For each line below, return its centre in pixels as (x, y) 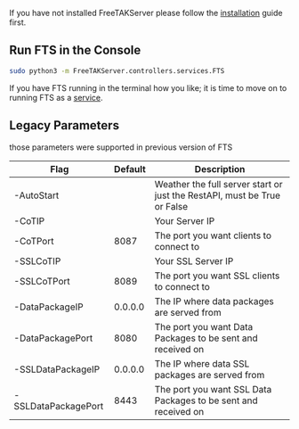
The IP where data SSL (202, 363)
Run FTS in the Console (75, 50)
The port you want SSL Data (213, 389)
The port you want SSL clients (217, 276)
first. (18, 22)
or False (171, 206)
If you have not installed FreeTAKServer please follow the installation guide (146, 13)
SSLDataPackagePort (59, 406)
